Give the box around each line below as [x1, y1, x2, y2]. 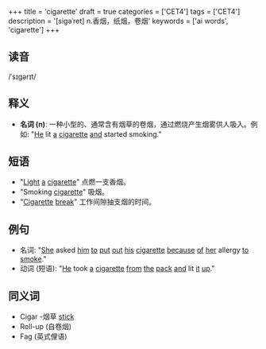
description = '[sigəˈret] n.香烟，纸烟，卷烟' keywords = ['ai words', [8, 16, 229, 25]
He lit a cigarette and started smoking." [34, 129, 162, 138]
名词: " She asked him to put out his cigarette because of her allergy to [19, 246, 249, 255]
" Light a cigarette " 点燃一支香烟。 [19, 177, 131, 187]
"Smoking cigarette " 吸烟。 [19, 187, 110, 197]
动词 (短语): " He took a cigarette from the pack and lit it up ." [19, 264, 215, 273]
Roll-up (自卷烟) [19, 322, 72, 332]
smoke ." [19, 254, 47, 264]
